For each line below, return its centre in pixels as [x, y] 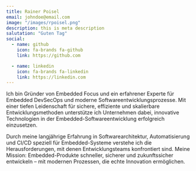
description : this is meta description [55, 28]
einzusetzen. [22, 125]
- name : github [30, 45]
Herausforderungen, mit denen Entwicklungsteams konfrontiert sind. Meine [98, 149]
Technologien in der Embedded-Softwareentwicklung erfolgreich [85, 119]
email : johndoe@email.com [38, 17]
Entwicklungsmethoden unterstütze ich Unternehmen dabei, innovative [93, 113]
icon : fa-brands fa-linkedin [53, 71]
